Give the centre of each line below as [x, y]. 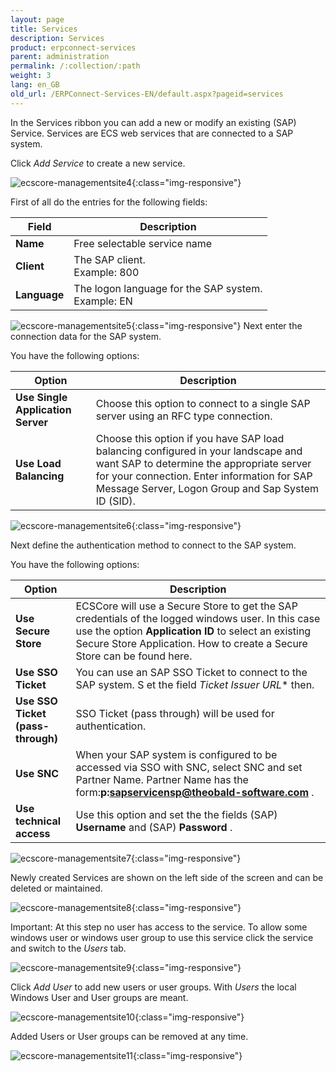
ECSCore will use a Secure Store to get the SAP [186, 606]
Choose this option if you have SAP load [190, 438]
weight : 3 [31, 76]
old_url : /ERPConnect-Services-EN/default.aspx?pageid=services [147, 94]
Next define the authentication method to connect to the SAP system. [153, 545]
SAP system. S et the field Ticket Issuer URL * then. [195, 684]
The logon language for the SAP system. [168, 288]
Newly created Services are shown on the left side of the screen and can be [167, 877]
